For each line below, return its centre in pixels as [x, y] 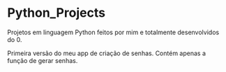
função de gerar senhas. [43, 60]
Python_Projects [56, 13]
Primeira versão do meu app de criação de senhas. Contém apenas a [106, 53]
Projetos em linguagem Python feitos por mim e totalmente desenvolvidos [113, 32]
